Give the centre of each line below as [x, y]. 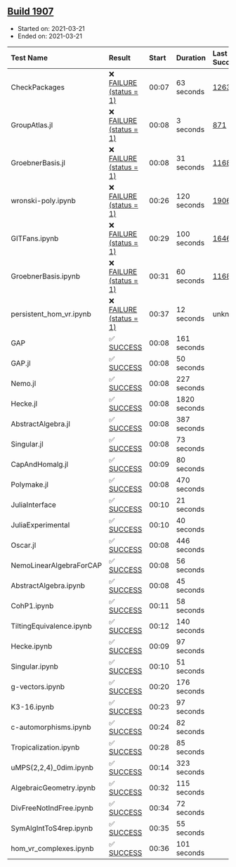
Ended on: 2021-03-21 [50, 36]
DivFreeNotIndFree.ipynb [52, 808]
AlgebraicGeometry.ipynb [53, 788]
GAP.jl [21, 363]
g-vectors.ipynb [38, 686]
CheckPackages [38, 87]
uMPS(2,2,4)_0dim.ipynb [52, 767]
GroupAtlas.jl [32, 124]
